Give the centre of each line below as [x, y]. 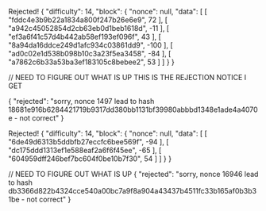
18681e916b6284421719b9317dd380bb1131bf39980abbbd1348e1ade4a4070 [133, 109]
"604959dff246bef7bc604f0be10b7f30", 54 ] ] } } [90, 159]
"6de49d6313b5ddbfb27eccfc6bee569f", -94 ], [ [89, 142]
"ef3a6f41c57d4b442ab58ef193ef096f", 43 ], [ [85, 36]
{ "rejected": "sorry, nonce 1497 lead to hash [81, 101]
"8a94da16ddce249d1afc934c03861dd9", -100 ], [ [91, 45]
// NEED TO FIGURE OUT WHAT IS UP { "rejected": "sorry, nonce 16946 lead [133, 174]
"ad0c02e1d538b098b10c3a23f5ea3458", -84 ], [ [90, 54]
